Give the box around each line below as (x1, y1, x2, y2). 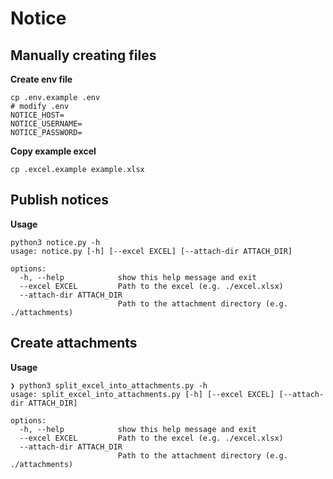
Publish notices (10, 192, 110, 209)
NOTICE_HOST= (10, 110, 65, 120)
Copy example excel (10, 145, 97, 157)
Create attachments (10, 335, 138, 352)
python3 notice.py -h (10, 237, 101, 247)
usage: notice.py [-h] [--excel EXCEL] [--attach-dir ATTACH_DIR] (10, 246, 293, 256)
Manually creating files (10, 47, 157, 64)
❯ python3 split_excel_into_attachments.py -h (10, 380, 208, 391)
